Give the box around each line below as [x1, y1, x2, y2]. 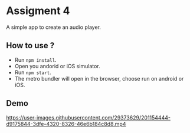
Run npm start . [14, 69, 51, 76]
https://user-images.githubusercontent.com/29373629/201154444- [6, 114, 171, 121]
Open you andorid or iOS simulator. [14, 62, 100, 69]
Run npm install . [14, 56, 57, 63]
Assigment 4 [6, 4, 70, 18]
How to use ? [6, 41, 55, 51]
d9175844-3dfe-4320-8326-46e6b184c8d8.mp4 [6, 120, 126, 127]
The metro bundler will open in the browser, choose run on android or [14, 75, 184, 82]
